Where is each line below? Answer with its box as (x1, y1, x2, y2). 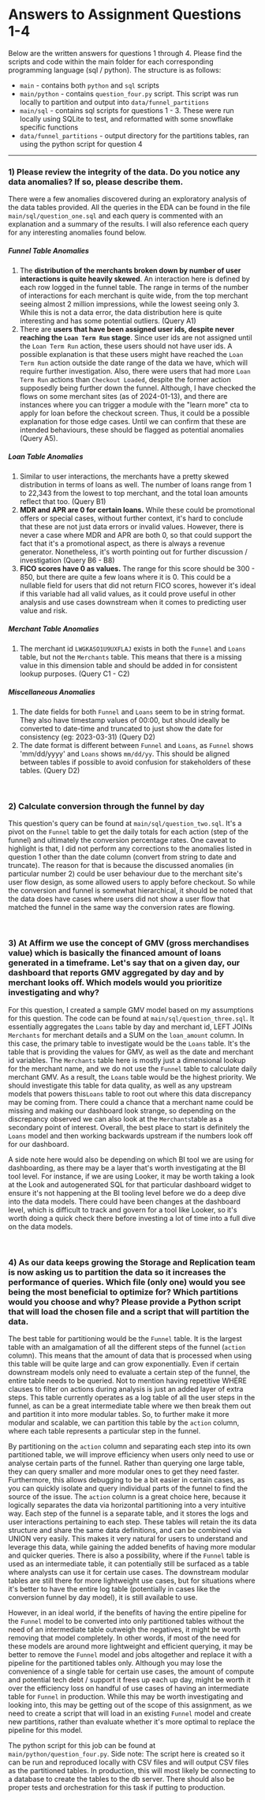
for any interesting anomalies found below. (8, 227, 147, 238)
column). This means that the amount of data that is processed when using (8, 1351, 252, 1360)
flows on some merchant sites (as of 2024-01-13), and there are (19, 392, 228, 401)
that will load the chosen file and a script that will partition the (8, 1306, 250, 1317)
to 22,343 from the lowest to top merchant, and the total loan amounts (19, 488, 248, 498)
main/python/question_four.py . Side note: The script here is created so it (8, 1749, 245, 1758)
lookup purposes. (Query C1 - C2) (19, 669, 130, 678)
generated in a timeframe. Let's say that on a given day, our (8, 957, 241, 968)
